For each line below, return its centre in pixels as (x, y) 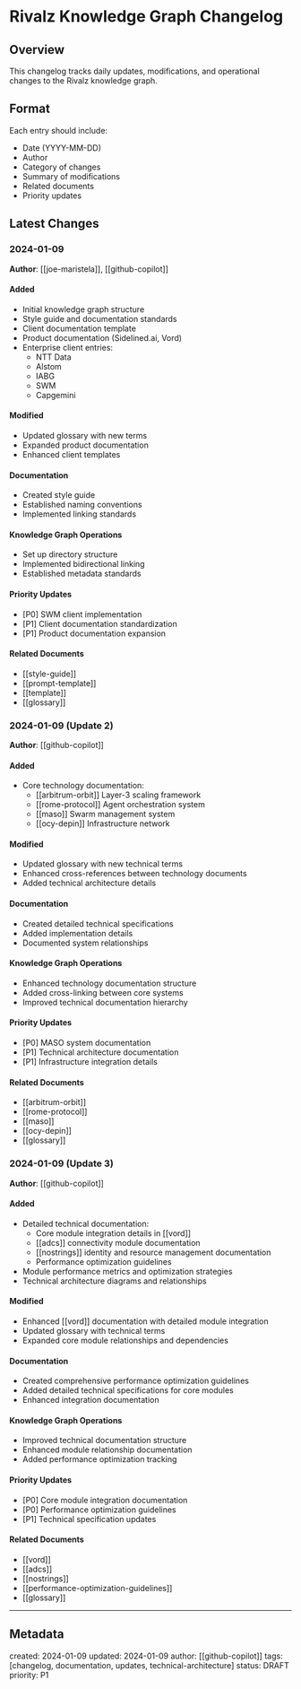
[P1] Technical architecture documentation (100, 1052)
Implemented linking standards (79, 514)
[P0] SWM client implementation (82, 614)
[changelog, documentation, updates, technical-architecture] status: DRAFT (149, 1665)
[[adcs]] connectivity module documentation (118, 1242)
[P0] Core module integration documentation (105, 1500)
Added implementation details (77, 933)
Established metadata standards (82, 574)
